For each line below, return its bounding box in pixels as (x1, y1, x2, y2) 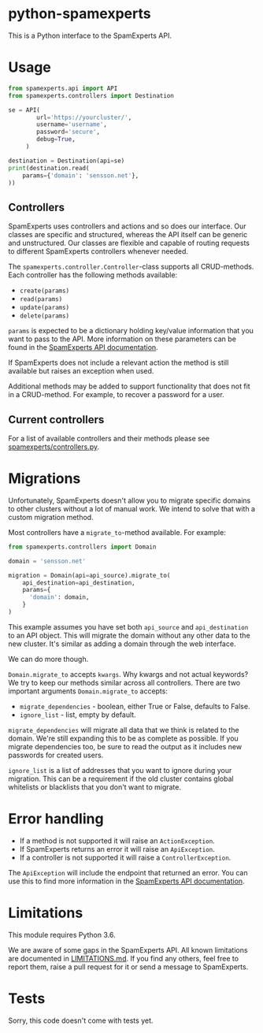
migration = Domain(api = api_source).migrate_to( (8, 571, 171, 579)
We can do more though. (8, 654, 89, 663)
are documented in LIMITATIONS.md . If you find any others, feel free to (8, 953, 239, 963)
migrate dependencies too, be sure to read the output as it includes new (8, 741, 243, 751)
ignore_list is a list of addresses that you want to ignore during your (8, 765, 232, 775)
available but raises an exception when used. (8, 366, 154, 376)
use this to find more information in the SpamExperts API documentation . (8, 876, 246, 886)
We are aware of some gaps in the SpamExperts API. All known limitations (8, 945, 248, 954)
